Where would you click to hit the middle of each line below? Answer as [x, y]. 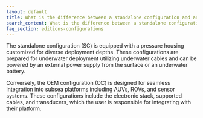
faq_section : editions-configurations [55, 29]
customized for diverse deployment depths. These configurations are [92, 52]
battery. [16, 71]
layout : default [27, 12]
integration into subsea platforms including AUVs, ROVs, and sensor [91, 89]
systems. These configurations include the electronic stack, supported [94, 96]
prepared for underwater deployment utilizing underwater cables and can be [101, 58]
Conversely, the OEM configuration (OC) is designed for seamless [88, 83]
